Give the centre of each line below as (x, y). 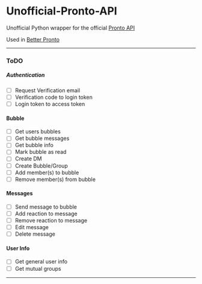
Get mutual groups (38, 268)
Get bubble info (34, 145)
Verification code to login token (54, 97)
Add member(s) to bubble (47, 172)
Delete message (35, 234)
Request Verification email (47, 90)
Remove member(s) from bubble (55, 179)
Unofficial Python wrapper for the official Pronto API (71, 28)
